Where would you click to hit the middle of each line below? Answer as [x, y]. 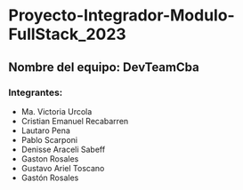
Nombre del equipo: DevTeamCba [104, 67]
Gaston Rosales [50, 158]
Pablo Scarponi [49, 139]
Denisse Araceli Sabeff [63, 149]
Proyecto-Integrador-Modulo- [121, 16]
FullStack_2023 [67, 34]
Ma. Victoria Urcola [57, 111]
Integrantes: [36, 92]
